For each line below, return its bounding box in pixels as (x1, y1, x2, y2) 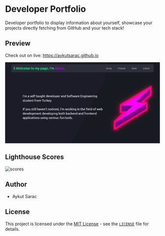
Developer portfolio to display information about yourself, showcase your (5, 20, 153, 26)
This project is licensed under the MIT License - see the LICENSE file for (5, 221, 149, 227)
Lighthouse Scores (5, 153, 64, 161)
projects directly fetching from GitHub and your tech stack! (5, 25, 124, 31)
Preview (5, 39, 31, 48)
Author (5, 180, 27, 189)
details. (5, 226, 20, 232)
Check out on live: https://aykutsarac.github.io (5, 52, 99, 58)
